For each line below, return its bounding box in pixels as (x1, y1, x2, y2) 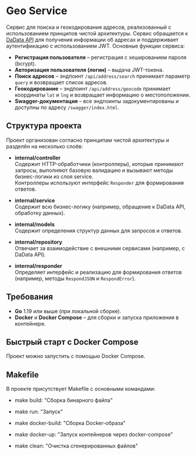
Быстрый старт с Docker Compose (6, 337, 139, 347)
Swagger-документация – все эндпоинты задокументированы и (14, 97, 179, 104)
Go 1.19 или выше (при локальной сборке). (14, 307, 122, 314)
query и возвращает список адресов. (14, 78, 108, 86)
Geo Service (6, 4, 68, 18)
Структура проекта (6, 121, 82, 131)
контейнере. (14, 320, 46, 327)
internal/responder (14, 262, 63, 269)
